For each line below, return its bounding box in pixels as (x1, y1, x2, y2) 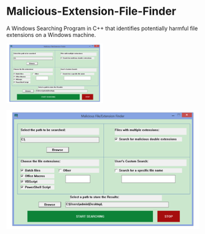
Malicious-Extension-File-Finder (6, 4, 177, 18)
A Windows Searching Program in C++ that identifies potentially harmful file (6, 25, 198, 32)
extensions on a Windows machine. (6, 31, 96, 38)
